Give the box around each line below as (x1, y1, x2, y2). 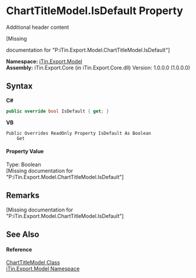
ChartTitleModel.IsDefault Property (6, 4, 184, 18)
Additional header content (6, 24, 69, 31)
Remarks (6, 190, 40, 201)
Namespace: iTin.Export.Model (6, 58, 82, 65)
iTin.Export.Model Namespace (6, 265, 80, 272)
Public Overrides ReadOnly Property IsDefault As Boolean (6, 130, 151, 136)
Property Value (6, 148, 44, 155)
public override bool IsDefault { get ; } (6, 108, 109, 114)
